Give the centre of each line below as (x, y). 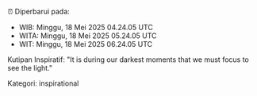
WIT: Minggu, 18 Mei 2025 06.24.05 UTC (86, 44)
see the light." (30, 68)
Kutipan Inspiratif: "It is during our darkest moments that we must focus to (128, 60)
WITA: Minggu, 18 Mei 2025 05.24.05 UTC (88, 36)
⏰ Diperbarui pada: (39, 12)
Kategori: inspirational (43, 83)
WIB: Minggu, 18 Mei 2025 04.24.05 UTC (86, 27)
